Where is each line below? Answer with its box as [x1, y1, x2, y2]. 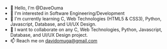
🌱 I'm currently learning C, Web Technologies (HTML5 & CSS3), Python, [10, 16, 162, 21]
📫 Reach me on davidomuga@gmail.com [10, 38, 98, 43]
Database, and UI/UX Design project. [10, 32, 88, 38]
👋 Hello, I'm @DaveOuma [10, 5, 63, 11]
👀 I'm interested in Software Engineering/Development [10, 10, 125, 16]
